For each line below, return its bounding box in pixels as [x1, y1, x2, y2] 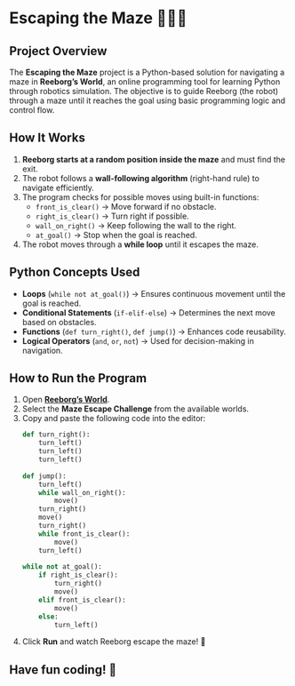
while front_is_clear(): [38, 529, 131, 538]
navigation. [21, 345, 64, 355]
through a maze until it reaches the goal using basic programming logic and [9, 95, 286, 106]
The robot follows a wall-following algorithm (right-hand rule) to [21, 172, 260, 183]
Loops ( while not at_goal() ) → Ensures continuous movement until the [21, 288, 286, 299]
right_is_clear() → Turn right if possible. [35, 211, 189, 221]
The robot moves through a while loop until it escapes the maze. [21, 239, 259, 250]
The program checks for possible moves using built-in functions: [21, 191, 259, 203]
